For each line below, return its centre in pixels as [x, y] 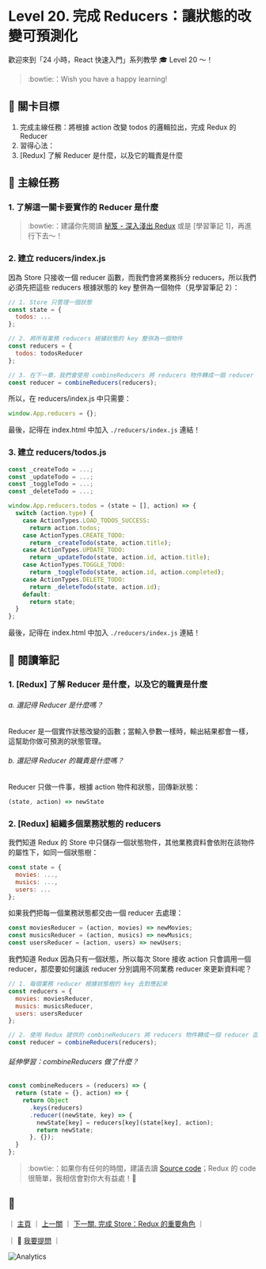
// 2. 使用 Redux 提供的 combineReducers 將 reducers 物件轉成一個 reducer [129, 1035]
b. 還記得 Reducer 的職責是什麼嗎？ [66, 761]
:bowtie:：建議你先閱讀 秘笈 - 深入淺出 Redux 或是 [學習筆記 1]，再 [136, 226]
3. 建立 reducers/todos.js [57, 452]
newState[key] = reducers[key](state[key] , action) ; [125, 1123]
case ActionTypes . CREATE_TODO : [74, 535]
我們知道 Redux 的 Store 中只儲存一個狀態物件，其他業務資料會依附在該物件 [132, 843]
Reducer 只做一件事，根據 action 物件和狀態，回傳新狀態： [104, 786]
